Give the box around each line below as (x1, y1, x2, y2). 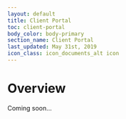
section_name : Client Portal (7, 37, 94, 44)
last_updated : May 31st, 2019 (7, 43, 98, 50)
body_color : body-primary (7, 30, 84, 38)
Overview (7, 81, 66, 96)
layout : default (7, 10, 56, 18)
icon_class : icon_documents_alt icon (7, 50, 120, 57)
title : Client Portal (7, 17, 72, 24)
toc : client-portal (7, 23, 65, 30)
